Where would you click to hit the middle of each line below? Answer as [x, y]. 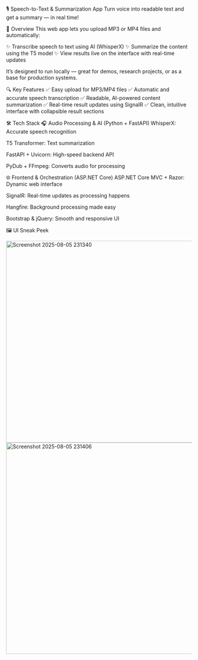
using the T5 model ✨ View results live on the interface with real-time [90, 53]
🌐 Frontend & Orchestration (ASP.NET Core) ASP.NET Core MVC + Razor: [95, 177]
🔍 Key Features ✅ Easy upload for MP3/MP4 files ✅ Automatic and [88, 89]
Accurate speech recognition [41, 132]
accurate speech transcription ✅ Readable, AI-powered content [83, 98]
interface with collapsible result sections [55, 111]
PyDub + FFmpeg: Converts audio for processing [66, 166]
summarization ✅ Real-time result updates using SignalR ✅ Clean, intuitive [96, 105]
